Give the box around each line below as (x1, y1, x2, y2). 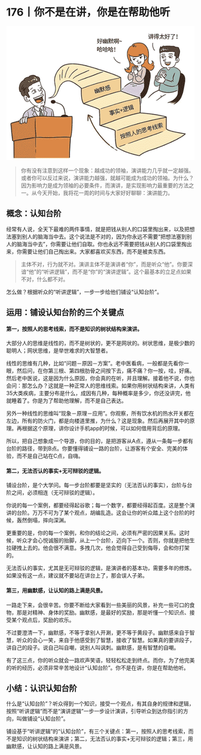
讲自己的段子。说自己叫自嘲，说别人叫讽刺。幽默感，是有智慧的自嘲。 (6, 644, 179, 651)
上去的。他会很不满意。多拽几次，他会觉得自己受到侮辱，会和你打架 (22, 545, 190, 552)
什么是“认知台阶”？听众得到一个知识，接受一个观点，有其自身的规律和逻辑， (6, 700, 194, 707)
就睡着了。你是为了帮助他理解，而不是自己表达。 (6, 397, 127, 404)
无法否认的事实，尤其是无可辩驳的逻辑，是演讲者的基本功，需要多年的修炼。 (6, 564, 195, 571)
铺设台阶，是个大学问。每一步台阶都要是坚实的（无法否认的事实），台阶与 (6, 482, 187, 489)
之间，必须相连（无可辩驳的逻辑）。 (11, 489, 98, 496)
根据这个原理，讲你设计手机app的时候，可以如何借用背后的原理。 (22, 425, 184, 432)
